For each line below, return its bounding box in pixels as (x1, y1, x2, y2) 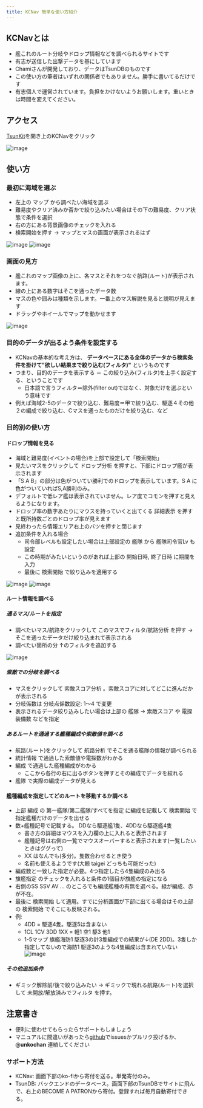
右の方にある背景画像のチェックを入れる (15, 221, 116, 228)
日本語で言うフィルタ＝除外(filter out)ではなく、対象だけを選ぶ (24, 384, 182, 391)
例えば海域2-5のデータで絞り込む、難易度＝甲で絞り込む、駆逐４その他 (15, 399, 195, 406)
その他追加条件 (6, 965, 44, 972)
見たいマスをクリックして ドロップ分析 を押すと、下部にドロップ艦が (15, 462, 188, 469)
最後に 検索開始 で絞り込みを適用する (24, 568, 118, 575)
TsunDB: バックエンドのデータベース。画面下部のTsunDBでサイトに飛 (15, 1080, 190, 1087)
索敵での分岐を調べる (6, 668, 59, 675)
